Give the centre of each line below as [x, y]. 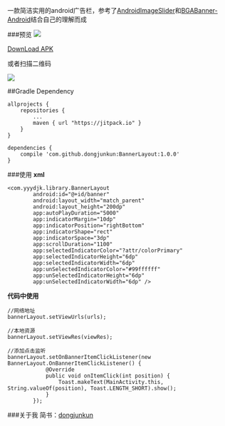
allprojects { [28, 104]
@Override [60, 370]
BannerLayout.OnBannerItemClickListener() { [74, 363]
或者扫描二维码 [29, 64]
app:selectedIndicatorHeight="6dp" [86, 257]
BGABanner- [200, 10]
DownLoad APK [30, 49]
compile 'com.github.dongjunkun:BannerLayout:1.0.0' [100, 154]
